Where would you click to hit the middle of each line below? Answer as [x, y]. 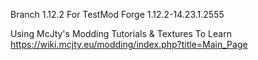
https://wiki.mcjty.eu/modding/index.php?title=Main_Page [129, 44]
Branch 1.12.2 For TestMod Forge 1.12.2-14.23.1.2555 [117, 14]
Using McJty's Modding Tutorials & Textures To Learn [121, 33]
